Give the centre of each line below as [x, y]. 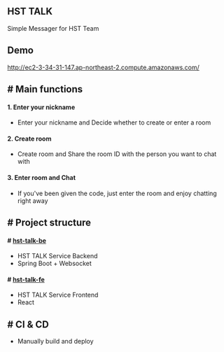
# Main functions [45, 89]
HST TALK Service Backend [57, 256]
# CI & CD [28, 324]
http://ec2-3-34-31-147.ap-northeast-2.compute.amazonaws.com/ [103, 67]
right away [33, 200]
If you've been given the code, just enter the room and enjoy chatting [117, 193]
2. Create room [29, 139]
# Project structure [49, 223]
